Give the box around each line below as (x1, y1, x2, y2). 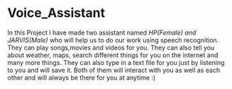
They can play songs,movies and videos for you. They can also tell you (7, 43, 215, 52)
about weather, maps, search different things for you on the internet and (7, 51, 219, 59)
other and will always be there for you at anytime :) (7, 73, 156, 82)
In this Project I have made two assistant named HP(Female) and (7, 28, 197, 37)
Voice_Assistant (7, 5, 105, 21)
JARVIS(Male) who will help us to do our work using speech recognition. (7, 35, 219, 44)
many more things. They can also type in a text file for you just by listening (7, 58, 225, 66)
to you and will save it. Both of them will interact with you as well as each (7, 66, 221, 74)
